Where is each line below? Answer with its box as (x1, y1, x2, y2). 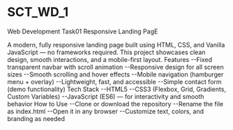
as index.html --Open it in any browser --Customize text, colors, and (7, 107, 204, 115)
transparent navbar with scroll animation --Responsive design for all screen (7, 63, 225, 71)
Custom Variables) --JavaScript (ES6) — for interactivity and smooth (7, 92, 204, 101)
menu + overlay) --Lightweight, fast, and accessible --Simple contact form (7, 77, 222, 86)
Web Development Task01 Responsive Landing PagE (7, 27, 158, 35)
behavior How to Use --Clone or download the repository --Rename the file (7, 99, 224, 108)
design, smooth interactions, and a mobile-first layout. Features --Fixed (7, 55, 213, 63)
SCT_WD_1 (7, 4, 69, 20)
